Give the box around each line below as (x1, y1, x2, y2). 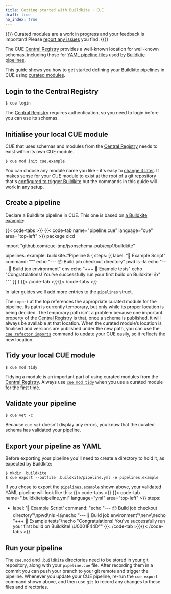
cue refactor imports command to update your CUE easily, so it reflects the (5, 331, 166, 337)
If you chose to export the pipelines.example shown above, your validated (5, 484, 162, 490)
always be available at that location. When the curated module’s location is (5, 320, 162, 326)
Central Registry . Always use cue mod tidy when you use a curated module (5, 379, 163, 385)
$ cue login (5, 100, 31, 106)
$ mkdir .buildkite (5, 471, 47, 476)
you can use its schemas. (5, 115, 59, 121)
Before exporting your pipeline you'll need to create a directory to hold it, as (5, 455, 165, 461)
